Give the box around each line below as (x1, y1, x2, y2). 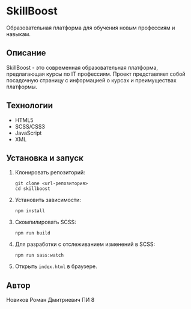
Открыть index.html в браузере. (14, 263, 97, 270)
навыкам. (6, 30, 31, 37)
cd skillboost (14, 186, 50, 192)
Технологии (6, 100, 53, 111)
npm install (14, 208, 45, 214)
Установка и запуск (6, 153, 84, 163)
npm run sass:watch (14, 252, 64, 259)
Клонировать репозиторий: (14, 169, 85, 176)
